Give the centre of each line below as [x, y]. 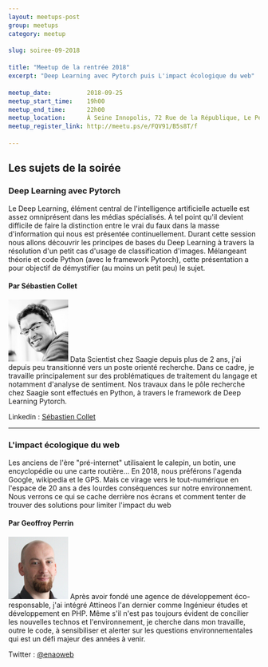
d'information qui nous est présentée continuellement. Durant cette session [132, 234]
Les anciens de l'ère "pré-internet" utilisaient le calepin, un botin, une [122, 463]
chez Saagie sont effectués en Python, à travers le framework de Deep [125, 393]
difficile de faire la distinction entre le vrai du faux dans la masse [114, 225]
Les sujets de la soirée [65, 168]
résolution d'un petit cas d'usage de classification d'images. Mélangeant [128, 251]
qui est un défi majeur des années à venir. [77, 638]
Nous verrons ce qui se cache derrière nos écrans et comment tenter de [127, 496]
